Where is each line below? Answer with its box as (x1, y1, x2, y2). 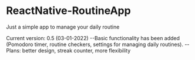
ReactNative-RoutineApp (6, 4, 131, 17)
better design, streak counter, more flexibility (22, 47, 131, 54)
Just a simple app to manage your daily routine (6, 23, 120, 30)
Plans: (6, 47, 21, 54)
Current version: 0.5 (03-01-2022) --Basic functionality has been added (6, 34, 180, 41)
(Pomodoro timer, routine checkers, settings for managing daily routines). (6, 41, 184, 48)
